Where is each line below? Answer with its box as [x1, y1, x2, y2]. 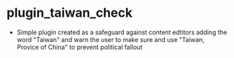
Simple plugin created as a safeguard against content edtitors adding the [16, 28, 228, 36]
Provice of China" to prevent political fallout [16, 43, 143, 51]
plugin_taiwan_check [6, 5, 132, 21]
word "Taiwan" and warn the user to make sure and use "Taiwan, [16, 35, 205, 43]
